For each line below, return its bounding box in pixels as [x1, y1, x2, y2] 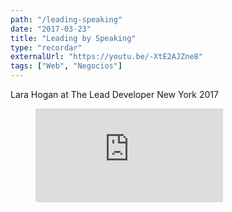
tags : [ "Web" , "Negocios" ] [10, 61, 123, 71]
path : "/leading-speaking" [10, 14, 123, 25]
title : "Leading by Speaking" [10, 33, 137, 43]
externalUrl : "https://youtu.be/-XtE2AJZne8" [10, 52, 203, 62]
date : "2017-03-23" [10, 24, 92, 34]
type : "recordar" [10, 42, 83, 53]
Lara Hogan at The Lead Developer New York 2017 [10, 89, 219, 100]
